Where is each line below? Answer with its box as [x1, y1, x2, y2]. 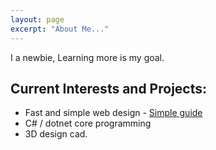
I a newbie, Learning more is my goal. [10, 51, 165, 63]
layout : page [10, 14, 65, 25]
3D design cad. [24, 128, 88, 140]
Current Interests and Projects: [10, 80, 208, 97]
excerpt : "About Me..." [10, 24, 110, 34]
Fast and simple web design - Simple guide [24, 107, 203, 119]
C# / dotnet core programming [24, 117, 152, 130]
